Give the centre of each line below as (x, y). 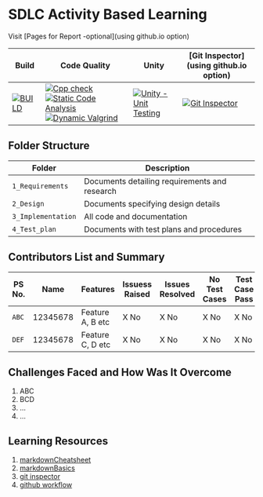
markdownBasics (47, 468)
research (100, 191)
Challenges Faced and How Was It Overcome (120, 372)
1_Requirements (40, 186)
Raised (137, 294)
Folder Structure (49, 146)
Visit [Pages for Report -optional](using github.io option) (99, 36)
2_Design (28, 203)
